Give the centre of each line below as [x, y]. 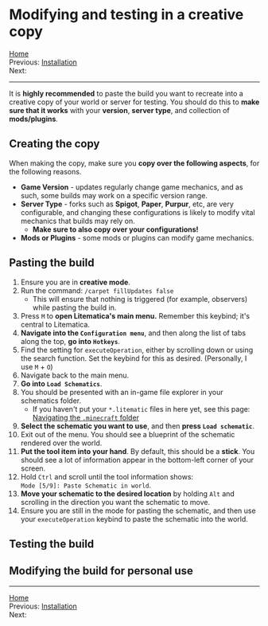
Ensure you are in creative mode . [75, 282]
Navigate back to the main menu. [75, 375]
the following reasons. [45, 171]
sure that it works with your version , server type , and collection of [119, 110]
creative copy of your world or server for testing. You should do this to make [134, 102]
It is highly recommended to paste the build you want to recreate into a [126, 93]
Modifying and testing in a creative [126, 15]
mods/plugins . [34, 119]
